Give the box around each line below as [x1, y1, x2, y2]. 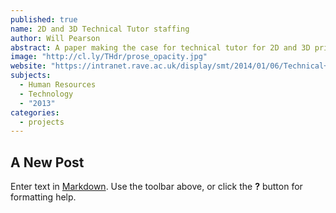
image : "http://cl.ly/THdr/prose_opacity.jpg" [10, 52, 208, 62]
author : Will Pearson [10, 33, 101, 43]
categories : [10, 107, 60, 118]
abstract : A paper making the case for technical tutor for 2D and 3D [10, 42, 311, 53]
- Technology [19, 89, 74, 99]
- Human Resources [19, 80, 97, 90]
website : [10, 61, 47, 71]
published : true [10, 14, 78, 25]
